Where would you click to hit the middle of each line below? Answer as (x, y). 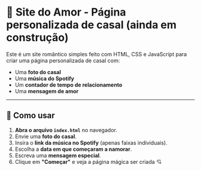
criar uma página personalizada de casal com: (63, 60)
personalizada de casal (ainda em (91, 25)
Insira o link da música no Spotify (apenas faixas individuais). (91, 142)
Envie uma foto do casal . (45, 136)
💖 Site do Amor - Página (66, 12)
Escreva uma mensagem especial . (58, 155)
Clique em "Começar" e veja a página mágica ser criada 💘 (88, 161)
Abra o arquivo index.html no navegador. (66, 130)
